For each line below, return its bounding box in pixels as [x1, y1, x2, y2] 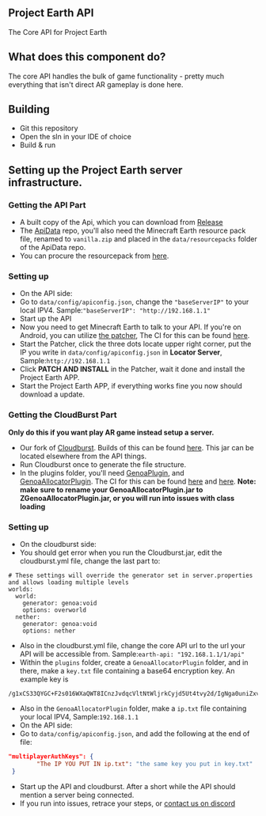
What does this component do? [8, 51, 166, 64]
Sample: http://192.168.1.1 [19, 356, 111, 366]
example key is [19, 674, 69, 684]
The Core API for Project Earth [8, 27, 107, 36]
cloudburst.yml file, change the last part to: [19, 556, 161, 566]
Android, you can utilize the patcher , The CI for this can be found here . [19, 331, 250, 340]
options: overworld [22, 606, 87, 614]
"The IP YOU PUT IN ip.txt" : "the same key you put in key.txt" [36, 760, 253, 768]
